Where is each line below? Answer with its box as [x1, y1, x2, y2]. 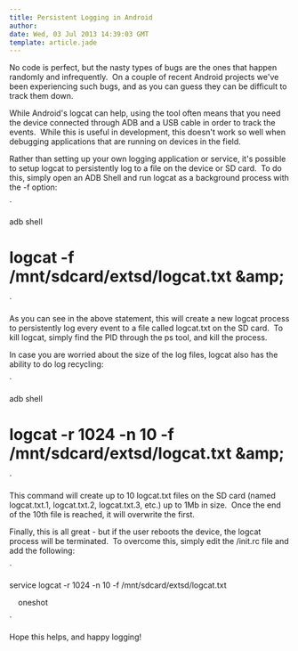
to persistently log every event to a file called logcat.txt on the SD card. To [9, 322, 283, 334]
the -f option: [9, 182, 58, 192]
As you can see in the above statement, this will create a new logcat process [9, 313, 290, 324]
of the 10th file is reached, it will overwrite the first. [9, 509, 196, 520]
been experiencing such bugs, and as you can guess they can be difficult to [9, 81, 287, 92]
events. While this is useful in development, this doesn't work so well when [9, 126, 286, 138]
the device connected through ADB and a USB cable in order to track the [9, 118, 276, 128]
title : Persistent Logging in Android [9, 12, 153, 22]
